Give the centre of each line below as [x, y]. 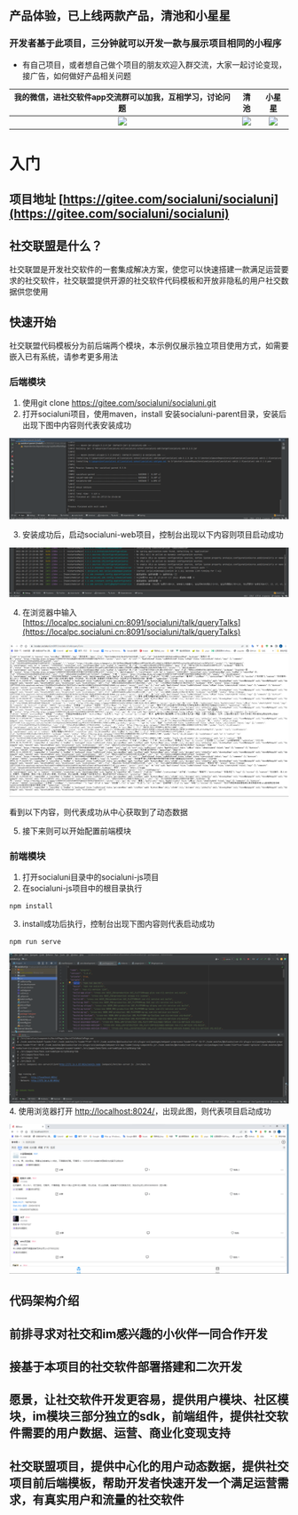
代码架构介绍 [44, 1301]
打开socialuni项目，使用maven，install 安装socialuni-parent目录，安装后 [154, 414]
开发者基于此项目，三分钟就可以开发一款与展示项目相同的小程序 [145, 44]
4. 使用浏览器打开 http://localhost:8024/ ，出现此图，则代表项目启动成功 [141, 1111]
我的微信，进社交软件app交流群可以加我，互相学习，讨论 [118, 97]
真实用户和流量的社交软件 [114, 1499]
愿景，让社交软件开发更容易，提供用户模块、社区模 [149, 1400]
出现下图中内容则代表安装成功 [76, 424]
